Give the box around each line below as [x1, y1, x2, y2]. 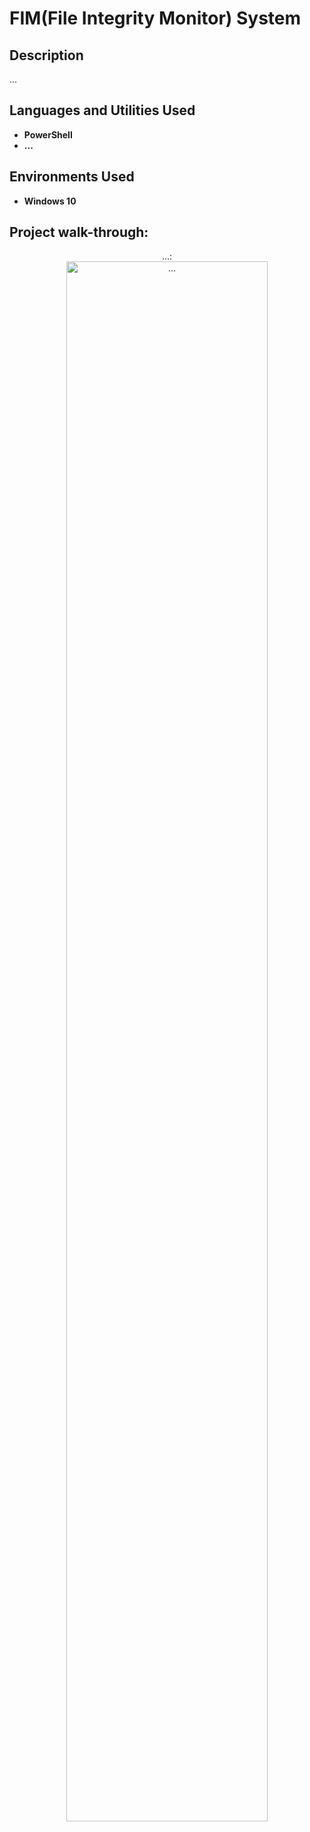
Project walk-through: [9, 224, 149, 241]
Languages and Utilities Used [9, 102, 196, 119]
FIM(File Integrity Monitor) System [9, 7, 302, 30]
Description [9, 47, 84, 64]
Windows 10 [23, 195, 77, 207]
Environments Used [9, 168, 135, 186]
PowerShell [23, 128, 73, 141]
